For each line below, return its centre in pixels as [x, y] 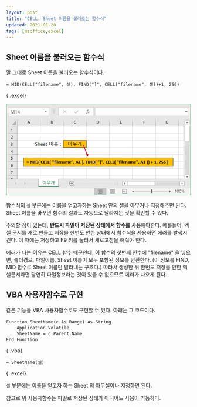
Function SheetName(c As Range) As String [59, 322]
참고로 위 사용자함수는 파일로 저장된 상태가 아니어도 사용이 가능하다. [84, 398]
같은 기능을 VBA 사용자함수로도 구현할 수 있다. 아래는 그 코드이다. [81, 310]
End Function [22, 339]
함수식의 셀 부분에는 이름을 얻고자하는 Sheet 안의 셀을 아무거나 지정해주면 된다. [96, 205]
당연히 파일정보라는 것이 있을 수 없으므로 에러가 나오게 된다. [99, 274]
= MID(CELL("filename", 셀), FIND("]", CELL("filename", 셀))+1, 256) [93, 85]
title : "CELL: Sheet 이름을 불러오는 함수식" [57, 19]
